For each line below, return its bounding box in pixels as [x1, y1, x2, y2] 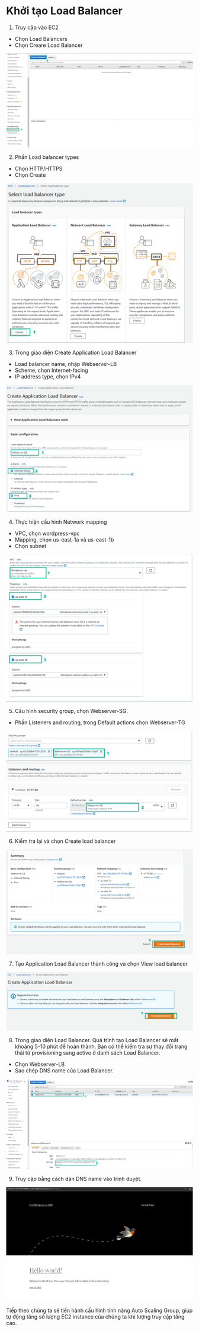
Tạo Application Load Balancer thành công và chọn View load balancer [14, 960, 188, 967]
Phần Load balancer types [14, 154, 79, 161]
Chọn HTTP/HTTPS [14, 165, 63, 173]
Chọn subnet [14, 543, 47, 550]
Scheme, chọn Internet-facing [14, 367, 88, 374]
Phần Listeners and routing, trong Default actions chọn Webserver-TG [14, 719, 185, 726]
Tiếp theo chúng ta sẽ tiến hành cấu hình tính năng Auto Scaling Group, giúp [6, 1307, 193, 1314]
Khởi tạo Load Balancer [6, 4, 123, 18]
